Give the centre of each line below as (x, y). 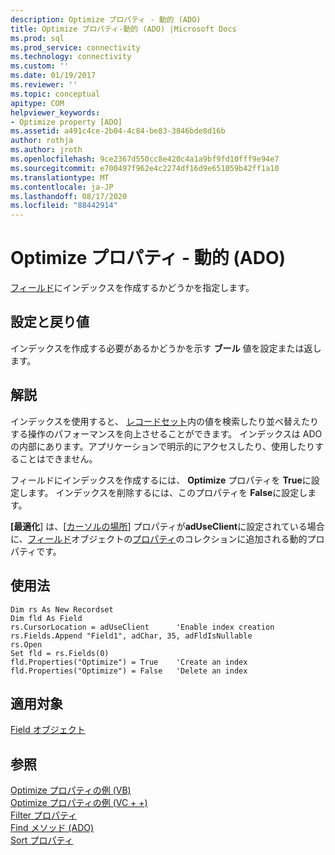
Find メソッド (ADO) (52, 828)
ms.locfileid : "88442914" (64, 206)
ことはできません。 (58, 458)
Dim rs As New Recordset (62, 609)
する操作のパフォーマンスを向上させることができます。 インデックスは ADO (166, 433)
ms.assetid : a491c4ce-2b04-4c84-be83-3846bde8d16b (118, 131)
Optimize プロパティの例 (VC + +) (79, 803)
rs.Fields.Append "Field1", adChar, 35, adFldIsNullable (131, 636)
